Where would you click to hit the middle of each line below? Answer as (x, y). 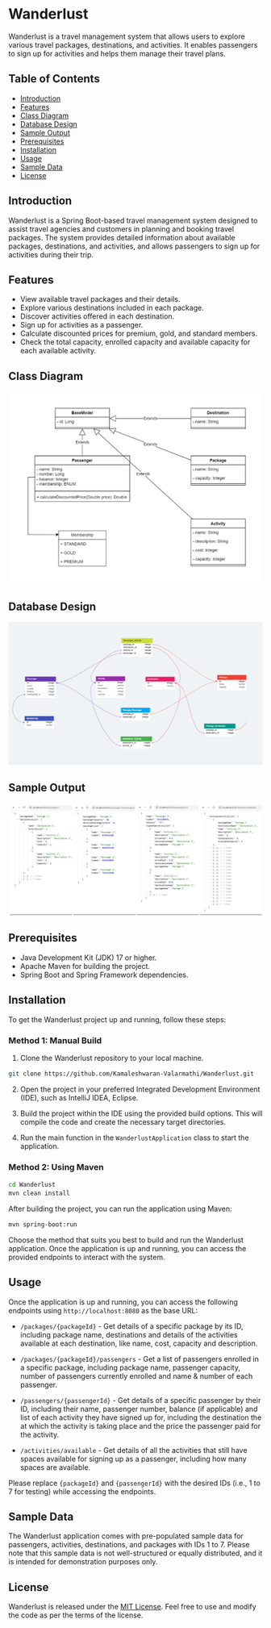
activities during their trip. (51, 254)
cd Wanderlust (32, 1185)
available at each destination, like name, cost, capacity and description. (139, 1343)
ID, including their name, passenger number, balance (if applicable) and (139, 1409)
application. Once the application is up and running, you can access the (127, 1248)
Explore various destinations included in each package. (112, 308)
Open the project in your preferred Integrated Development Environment (140, 1089)
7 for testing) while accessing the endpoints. (82, 1491)
